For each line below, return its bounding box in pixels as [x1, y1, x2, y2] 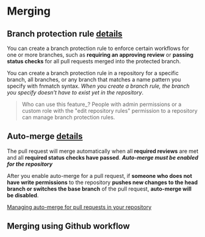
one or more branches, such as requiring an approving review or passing [7, 51, 194, 58]
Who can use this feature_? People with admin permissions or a [21, 101, 182, 108]
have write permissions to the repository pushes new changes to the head [7, 179, 198, 186]
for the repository [7, 160, 53, 168]
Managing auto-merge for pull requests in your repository [7, 203, 152, 211]
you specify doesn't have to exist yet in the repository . [7, 89, 144, 96]
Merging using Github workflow [7, 221, 130, 232]
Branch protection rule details [7, 29, 123, 39]
